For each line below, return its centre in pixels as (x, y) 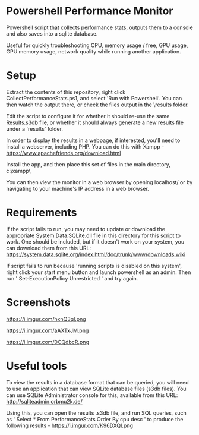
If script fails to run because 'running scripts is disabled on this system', (94, 266)
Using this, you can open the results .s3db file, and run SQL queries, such (97, 413)
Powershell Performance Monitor (90, 11)
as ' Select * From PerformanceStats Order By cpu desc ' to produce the (95, 419)
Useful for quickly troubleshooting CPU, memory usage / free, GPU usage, (97, 45)
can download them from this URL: (48, 248)
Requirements (42, 213)
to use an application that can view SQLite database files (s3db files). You (96, 389)
